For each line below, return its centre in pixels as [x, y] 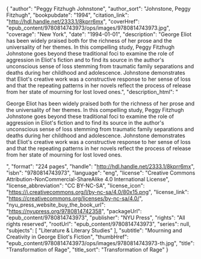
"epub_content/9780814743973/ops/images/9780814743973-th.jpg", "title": [100, 243]
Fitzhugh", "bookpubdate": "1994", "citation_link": [68, 15]
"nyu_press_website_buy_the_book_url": [56, 205]
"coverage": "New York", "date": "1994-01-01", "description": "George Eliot [99, 34]
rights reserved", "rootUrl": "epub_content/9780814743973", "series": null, [98, 224]
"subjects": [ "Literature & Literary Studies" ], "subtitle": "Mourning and [94, 230]
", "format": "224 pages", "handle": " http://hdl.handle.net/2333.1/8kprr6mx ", [100, 166]
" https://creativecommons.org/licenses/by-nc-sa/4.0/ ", [75, 198]
